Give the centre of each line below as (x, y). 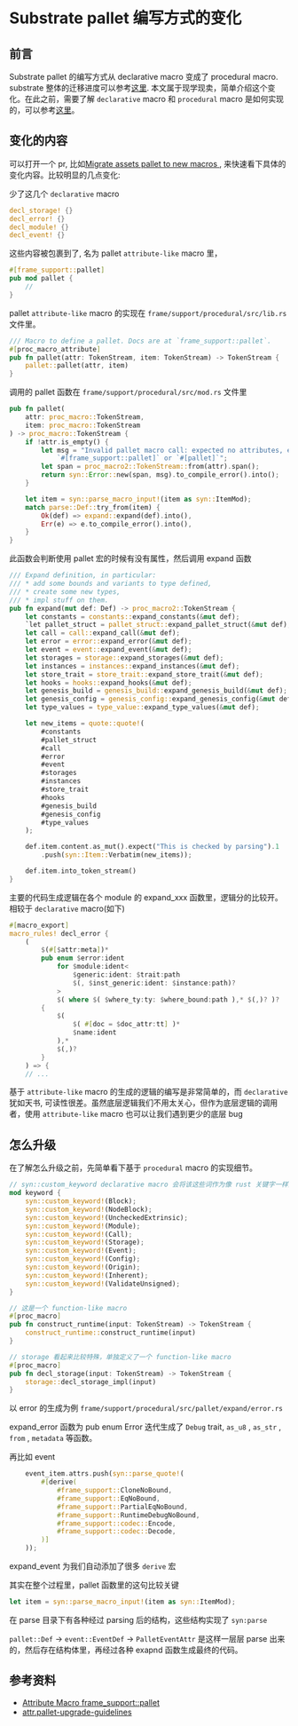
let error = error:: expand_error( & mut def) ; (109, 641)
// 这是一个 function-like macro (68, 1308)
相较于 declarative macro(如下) (67, 908)
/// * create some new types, (65, 591)
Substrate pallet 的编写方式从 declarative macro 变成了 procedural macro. (144, 77)
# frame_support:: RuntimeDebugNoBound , (128, 1515)
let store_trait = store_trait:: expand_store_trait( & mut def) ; (145, 674)
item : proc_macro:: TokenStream (83, 425)
